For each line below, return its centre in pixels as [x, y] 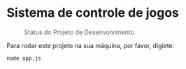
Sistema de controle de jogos [93, 13]
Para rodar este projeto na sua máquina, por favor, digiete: [91, 45]
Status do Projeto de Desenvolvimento [79, 32]
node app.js [24, 58]
